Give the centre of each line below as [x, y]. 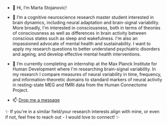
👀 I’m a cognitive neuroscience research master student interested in [83, 17]
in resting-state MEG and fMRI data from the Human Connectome [80, 85]
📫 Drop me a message [36, 100]
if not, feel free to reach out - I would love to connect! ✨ [63, 117]
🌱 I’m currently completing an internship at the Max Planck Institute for [85, 64]
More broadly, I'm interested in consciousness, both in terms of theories [86, 28]
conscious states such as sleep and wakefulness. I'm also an [75, 38]
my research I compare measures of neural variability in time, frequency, [87, 74]
